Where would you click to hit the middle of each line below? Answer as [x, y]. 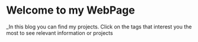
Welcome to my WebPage [71, 10]
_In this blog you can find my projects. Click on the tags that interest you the [99, 27]
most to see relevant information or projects [60, 33]
